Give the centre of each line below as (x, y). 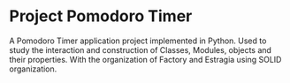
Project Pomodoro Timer (101, 16)
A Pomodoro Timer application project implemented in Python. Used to (138, 41)
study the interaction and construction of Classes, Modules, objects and (141, 49)
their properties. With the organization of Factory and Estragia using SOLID (145, 59)
